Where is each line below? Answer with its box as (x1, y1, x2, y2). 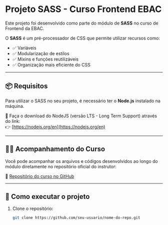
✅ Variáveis (12, 45, 36, 51)
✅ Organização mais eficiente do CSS (12, 62, 91, 68)
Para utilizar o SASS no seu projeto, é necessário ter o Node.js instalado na (5, 98, 161, 104)
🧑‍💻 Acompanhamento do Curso (5, 145, 105, 153)
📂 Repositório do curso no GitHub (5, 173, 74, 179)
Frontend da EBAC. (5, 25, 44, 31)
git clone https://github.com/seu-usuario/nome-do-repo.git (12, 215, 140, 220)
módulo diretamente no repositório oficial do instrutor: (5, 163, 116, 169)
